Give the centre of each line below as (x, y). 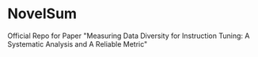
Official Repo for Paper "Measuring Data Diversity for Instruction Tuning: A (129, 36)
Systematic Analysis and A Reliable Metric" (78, 44)
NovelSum (42, 14)
